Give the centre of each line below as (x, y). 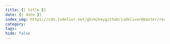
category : (16, 24)
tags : (11, 29)
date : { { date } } (24, 15)
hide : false (18, 33)
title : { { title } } (26, 10)
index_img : (17, 19)
